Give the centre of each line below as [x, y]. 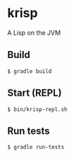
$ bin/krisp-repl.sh [38, 109]
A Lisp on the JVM [34, 33]
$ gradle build [30, 71]
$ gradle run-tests [36, 147]
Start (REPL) [35, 93]
